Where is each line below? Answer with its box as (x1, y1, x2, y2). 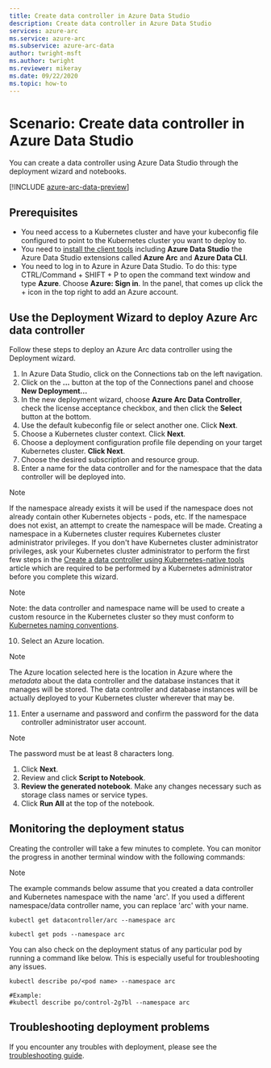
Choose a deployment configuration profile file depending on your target (20, 438, 263, 448)
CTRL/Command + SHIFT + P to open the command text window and (20, 270, 251, 280)
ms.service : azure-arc (9, 34, 85, 43)
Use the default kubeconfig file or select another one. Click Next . (20, 421, 238, 431)
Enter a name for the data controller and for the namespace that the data (20, 464, 263, 473)
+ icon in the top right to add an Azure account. (20, 288, 179, 297)
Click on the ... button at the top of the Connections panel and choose (20, 377, 254, 388)
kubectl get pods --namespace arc (9, 930, 126, 938)
